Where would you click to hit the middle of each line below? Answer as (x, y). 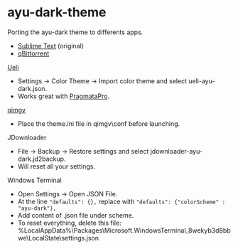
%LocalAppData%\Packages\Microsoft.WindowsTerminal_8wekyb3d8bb (124, 230)
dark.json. (32, 88)
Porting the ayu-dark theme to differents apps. (75, 32)
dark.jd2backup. (42, 159)
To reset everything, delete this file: (70, 223)
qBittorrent (33, 53)
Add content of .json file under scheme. (76, 215)
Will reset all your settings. (56, 166)
